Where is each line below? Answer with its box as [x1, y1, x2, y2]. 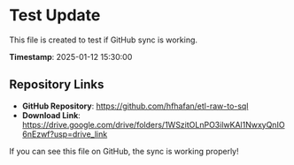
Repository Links [9, 77, 104, 93]
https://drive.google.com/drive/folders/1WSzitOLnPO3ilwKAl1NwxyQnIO [21, 119, 285, 130]
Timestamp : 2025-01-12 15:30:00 [9, 51, 133, 62]
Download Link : [21, 109, 81, 120]
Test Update [9, 5, 101, 26]
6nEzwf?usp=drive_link [21, 129, 108, 139]
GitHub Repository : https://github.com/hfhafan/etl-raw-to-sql [21, 101, 249, 111]
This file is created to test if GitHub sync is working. [9, 34, 197, 45]
